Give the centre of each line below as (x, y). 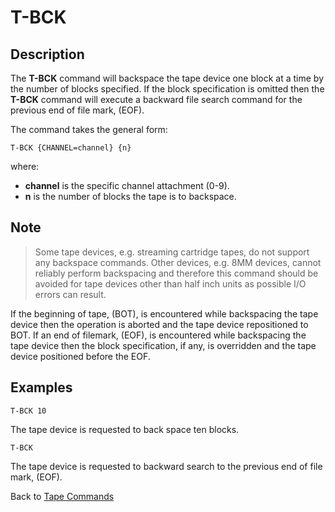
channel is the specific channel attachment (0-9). (127, 185)
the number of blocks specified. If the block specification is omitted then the (167, 89)
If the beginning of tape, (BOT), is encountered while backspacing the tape (164, 313)
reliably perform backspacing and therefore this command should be (176, 273)
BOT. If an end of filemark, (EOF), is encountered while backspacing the (158, 335)
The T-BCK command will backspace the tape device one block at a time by (167, 78)
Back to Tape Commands (62, 496)
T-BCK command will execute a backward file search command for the (156, 99)
